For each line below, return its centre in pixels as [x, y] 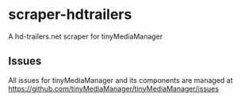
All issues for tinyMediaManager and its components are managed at [120, 80]
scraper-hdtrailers [70, 15]
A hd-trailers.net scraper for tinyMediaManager [86, 36]
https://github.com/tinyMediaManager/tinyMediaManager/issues [114, 88]
